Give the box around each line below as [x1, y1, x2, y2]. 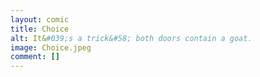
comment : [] [10, 52, 60, 62]
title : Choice [10, 24, 70, 34]
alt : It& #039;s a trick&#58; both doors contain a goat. [10, 33, 253, 43]
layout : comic [10, 14, 70, 25]
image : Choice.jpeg [10, 42, 92, 53]
